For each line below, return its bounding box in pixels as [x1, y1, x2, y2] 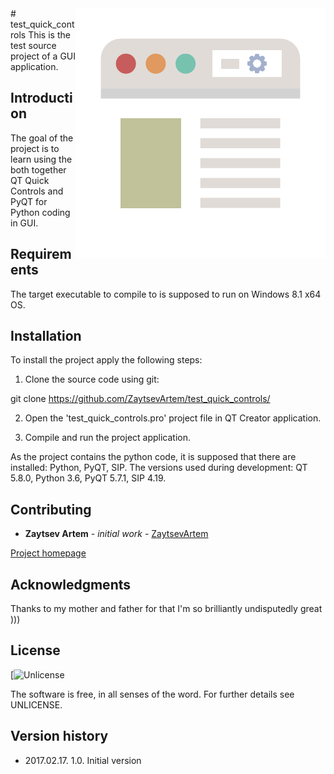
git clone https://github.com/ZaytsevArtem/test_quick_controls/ [10, 393, 271, 405]
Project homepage [10, 547, 87, 559]
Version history [10, 728, 109, 745]
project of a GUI [10, 50, 77, 62]
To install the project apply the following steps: [10, 354, 203, 366]
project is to [10, 142, 60, 154]
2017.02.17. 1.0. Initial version [24, 754, 142, 766]
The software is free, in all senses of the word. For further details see [10, 688, 295, 700]
